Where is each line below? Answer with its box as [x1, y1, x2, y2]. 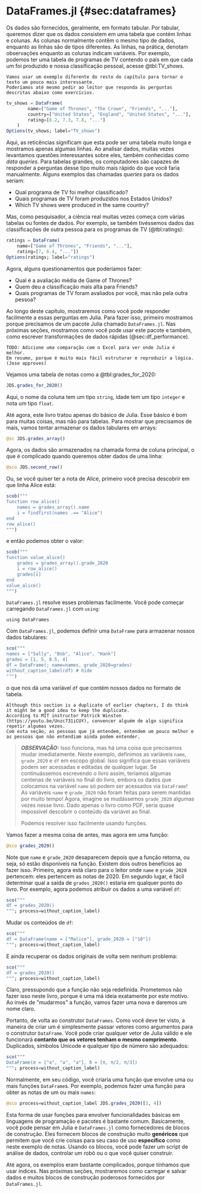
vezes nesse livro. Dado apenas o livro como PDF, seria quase [20, 801, 175, 809]
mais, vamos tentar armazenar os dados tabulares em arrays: [6, 424, 157, 431]
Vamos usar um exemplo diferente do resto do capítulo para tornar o [6, 74, 184, 80]
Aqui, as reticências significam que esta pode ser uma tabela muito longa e [6, 139, 191, 146]
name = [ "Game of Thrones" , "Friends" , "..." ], [17, 243, 133, 250]
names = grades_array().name [17, 504, 90, 510]
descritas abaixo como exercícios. [6, 89, 95, 95]
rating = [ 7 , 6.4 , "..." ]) [17, 248, 79, 254]
